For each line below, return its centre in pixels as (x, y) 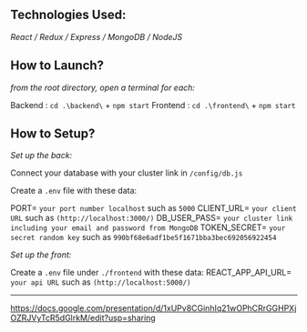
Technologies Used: (68, 15)
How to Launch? (57, 66)
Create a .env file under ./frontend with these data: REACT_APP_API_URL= (151, 273)
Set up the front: (41, 255)
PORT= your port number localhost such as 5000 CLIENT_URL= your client (153, 208)
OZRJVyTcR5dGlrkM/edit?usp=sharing (83, 318)
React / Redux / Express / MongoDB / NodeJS (97, 36)
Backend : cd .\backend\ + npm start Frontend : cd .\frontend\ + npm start (153, 105)
